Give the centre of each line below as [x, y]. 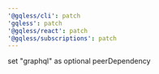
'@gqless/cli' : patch [44, 16]
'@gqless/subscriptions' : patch [62, 38]
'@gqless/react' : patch [48, 31]
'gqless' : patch [35, 23]
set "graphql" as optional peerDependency [79, 61]
